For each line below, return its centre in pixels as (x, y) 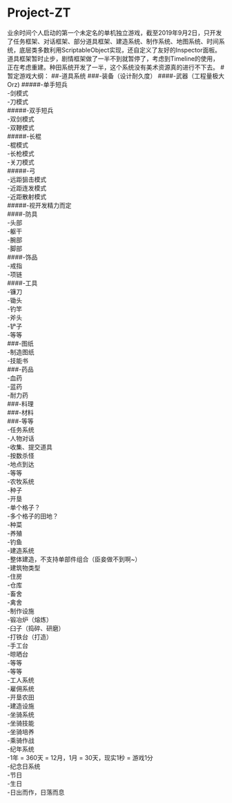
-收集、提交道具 (30, 447)
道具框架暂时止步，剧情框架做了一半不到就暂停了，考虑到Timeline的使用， (113, 58)
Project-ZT (39, 13)
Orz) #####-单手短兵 (37, 84)
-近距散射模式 (27, 196)
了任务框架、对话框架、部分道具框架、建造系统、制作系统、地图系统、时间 (113, 41)
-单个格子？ (24, 507)
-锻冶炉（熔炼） (30, 619)
